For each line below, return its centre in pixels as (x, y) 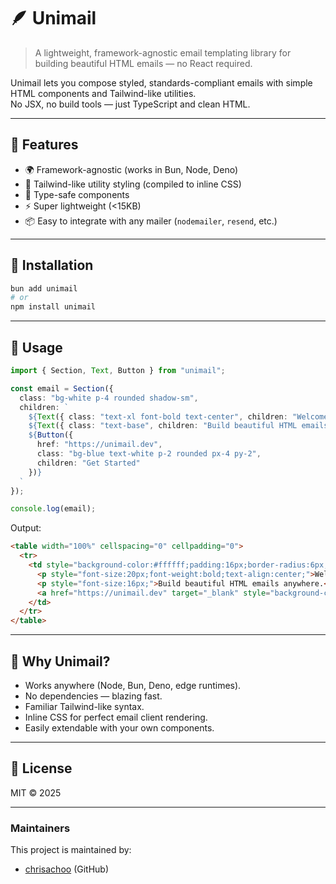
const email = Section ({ (62, 388)
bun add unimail (44, 288)
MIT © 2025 (36, 792)
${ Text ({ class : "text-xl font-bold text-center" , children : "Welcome (178, 416)
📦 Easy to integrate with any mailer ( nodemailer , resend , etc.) (151, 221)
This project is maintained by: (71, 850)
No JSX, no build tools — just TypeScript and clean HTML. (130, 104)
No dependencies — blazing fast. (93, 696)
